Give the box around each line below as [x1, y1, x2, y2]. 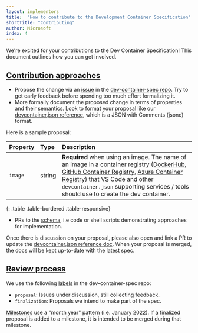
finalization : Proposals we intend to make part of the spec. [14, 297, 161, 305]
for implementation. [14, 222, 62, 229]
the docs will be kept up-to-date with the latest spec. [6, 247, 135, 254]
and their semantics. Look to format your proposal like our [14, 105, 156, 112]
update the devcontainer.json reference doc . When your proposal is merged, [6, 240, 192, 247]
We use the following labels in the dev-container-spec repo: [6, 279, 151, 287]
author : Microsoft [6, 25, 51, 31]
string [40, 171, 57, 179]
